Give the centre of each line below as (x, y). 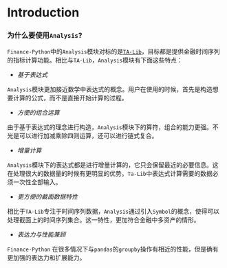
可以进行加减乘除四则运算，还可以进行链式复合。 (88, 136)
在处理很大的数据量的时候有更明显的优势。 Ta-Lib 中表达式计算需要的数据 (110, 174)
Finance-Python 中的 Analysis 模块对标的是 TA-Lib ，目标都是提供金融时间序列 (113, 52)
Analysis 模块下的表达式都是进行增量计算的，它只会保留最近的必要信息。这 (113, 165)
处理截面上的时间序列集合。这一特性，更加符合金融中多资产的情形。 (104, 220)
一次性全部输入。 (37, 182)
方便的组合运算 (38, 113)
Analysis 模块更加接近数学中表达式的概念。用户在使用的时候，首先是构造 (110, 89)
